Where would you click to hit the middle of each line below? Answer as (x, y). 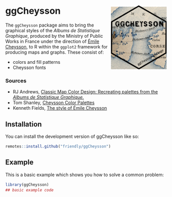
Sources (16, 81)
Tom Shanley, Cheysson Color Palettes (53, 103)
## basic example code (29, 190)
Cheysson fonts (29, 67)
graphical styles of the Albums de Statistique (53, 30)
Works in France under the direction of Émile (52, 41)
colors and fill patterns (36, 62)
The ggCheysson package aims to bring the (50, 25)
